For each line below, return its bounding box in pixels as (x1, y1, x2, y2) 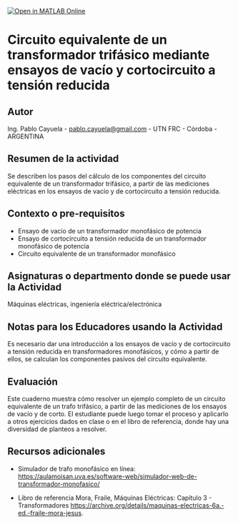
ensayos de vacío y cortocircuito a (7, 62, 216, 79)
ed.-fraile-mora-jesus (17, 508, 82, 517)
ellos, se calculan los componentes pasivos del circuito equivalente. (7, 355, 207, 363)
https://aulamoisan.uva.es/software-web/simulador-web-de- (17, 472, 198, 480)
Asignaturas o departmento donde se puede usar (7, 270, 231, 282)
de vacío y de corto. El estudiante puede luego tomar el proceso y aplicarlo (7, 410, 229, 418)
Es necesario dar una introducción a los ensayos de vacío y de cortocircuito (7, 340, 231, 348)
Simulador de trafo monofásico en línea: (17, 464, 136, 473)
